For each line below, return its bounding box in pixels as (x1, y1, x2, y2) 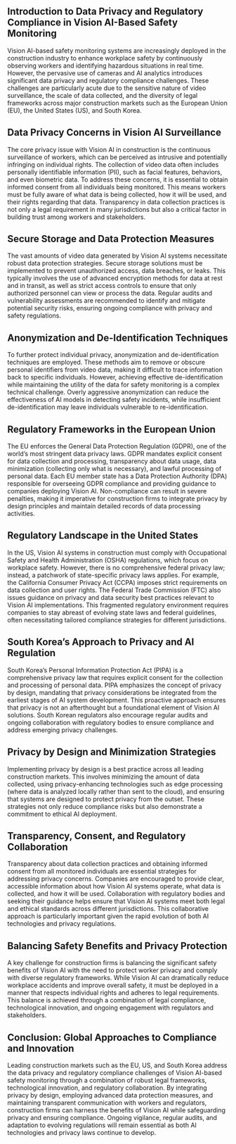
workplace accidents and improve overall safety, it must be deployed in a (7, 981, 219, 990)
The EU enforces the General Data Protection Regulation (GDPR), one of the (7, 442, 227, 451)
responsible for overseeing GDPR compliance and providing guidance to (7, 479, 216, 488)
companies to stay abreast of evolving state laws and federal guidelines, (7, 608, 216, 617)
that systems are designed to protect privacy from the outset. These (7, 795, 205, 803)
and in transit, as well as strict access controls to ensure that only (7, 282, 197, 290)
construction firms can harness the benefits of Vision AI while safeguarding (7, 1105, 226, 1114)
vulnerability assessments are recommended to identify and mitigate (7, 296, 206, 305)
